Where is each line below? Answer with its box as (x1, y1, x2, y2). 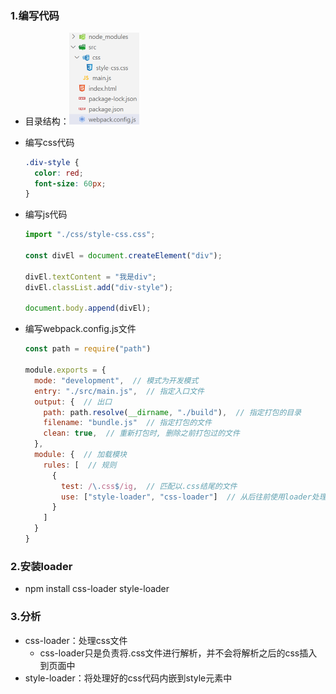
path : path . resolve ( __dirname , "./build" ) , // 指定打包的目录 (43, 407, 302, 417)
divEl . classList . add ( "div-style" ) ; (24, 282, 174, 292)
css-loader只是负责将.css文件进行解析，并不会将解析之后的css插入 (39, 647, 318, 659)
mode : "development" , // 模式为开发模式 (34, 375, 199, 386)
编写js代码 (24, 208, 68, 221)
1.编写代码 (10, 8, 60, 22)
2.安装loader (10, 559, 73, 573)
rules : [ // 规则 (43, 460, 117, 470)
